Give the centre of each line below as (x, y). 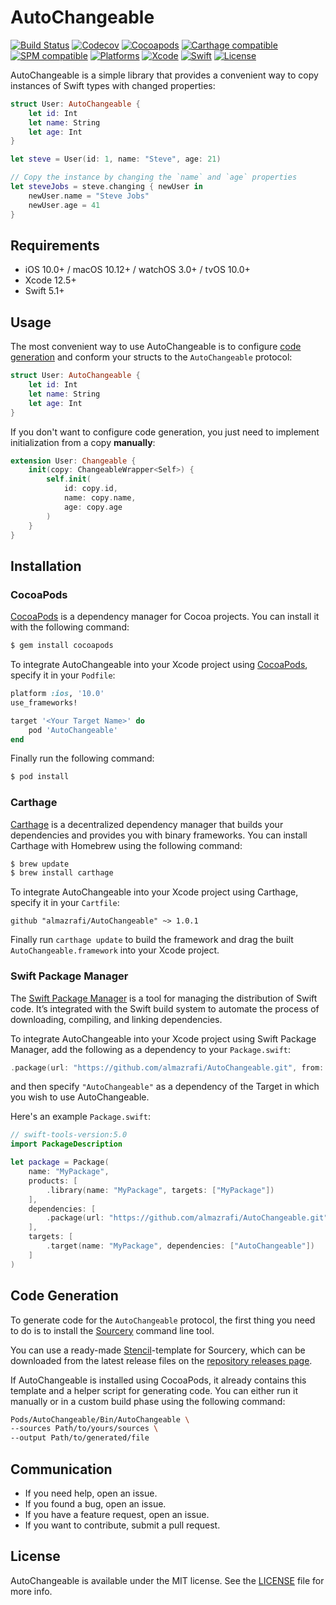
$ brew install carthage (62, 873)
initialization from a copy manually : (83, 442)
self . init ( (69, 479)
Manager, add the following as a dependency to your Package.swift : (151, 1049)
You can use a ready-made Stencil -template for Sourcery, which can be (158, 1350)
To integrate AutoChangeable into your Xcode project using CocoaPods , (159, 664)
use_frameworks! (44, 702)
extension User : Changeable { (73, 461)
